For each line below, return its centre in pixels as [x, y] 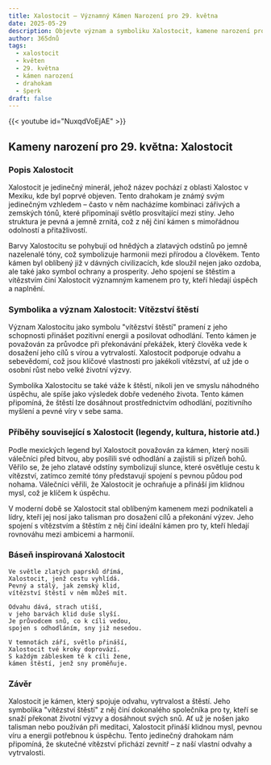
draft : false [30, 98]
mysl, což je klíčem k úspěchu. [59, 492]
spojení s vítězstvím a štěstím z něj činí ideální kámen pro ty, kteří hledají [129, 525]
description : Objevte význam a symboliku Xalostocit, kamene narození [129, 31]
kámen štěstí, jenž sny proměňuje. [68, 663]
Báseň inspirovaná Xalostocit [67, 555]
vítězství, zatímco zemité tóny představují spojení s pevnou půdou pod [126, 475]
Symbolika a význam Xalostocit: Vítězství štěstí [104, 309]
